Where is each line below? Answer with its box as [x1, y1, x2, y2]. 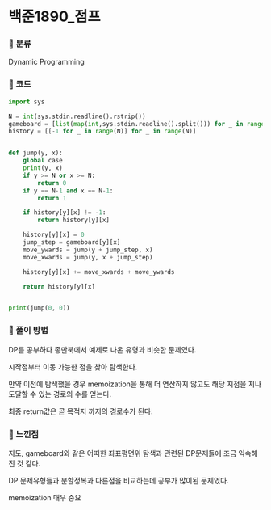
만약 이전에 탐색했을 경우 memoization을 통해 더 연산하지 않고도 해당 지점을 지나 [8, 379, 262, 389]
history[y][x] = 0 [23, 231, 85, 239]
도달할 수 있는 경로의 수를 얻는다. [8, 389, 112, 398]
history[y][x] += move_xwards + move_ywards [23, 268, 175, 276]
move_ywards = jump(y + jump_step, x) [23, 246, 153, 254]
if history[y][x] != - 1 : [23, 209, 106, 217]
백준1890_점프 [8, 7, 101, 26]
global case [23, 157, 63, 165]
